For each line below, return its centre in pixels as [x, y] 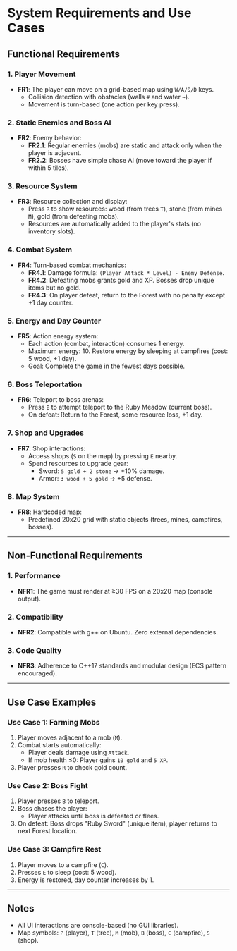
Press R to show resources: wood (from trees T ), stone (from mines [125, 209]
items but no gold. [54, 288]
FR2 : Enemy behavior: [50, 138]
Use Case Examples [52, 702]
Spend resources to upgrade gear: [78, 463]
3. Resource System [42, 186]
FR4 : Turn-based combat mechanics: [72, 265]
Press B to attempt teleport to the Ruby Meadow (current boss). [120, 407]
